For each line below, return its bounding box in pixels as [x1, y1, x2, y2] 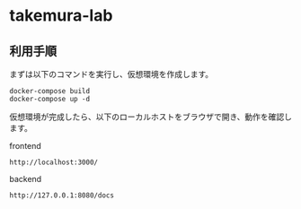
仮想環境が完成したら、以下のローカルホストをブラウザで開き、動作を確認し [9, 111, 293, 122]
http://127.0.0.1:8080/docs [9, 191, 115, 200]
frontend [9, 141, 42, 151]
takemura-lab [9, 5, 113, 26]
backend [9, 174, 42, 184]
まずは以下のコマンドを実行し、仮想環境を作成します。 [9, 69, 214, 79]
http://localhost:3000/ [9, 158, 99, 167]
